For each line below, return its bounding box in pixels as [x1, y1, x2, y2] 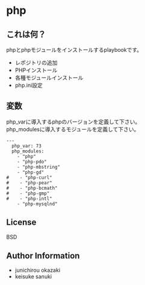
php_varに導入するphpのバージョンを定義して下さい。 [6, 118, 141, 125]
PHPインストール [14, 67, 58, 74]
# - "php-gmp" [6, 190, 50, 196]
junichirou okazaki [14, 266, 61, 274]
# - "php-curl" [6, 174, 52, 181]
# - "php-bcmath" [6, 185, 58, 191]
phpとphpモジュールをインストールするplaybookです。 [6, 46, 143, 53]
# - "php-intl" [6, 195, 52, 202]
